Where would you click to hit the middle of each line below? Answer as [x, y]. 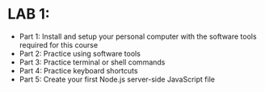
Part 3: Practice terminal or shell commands [92, 62]
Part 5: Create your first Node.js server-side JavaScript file [117, 79]
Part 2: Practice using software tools [80, 53]
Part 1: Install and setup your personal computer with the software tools [138, 36]
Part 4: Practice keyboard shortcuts [78, 70]
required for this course [59, 44]
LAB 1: [29, 14]
